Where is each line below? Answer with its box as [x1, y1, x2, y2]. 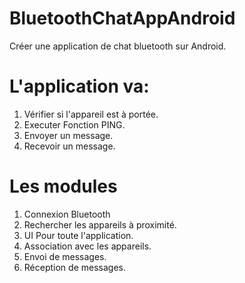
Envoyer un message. [23, 129, 114, 141]
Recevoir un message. [23, 140, 116, 152]
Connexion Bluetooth [23, 208, 111, 220]
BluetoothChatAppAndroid [9, 7, 236, 30]
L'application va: [9, 75, 150, 98]
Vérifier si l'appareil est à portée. [23, 108, 159, 120]
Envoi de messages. [23, 250, 107, 262]
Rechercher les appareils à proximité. [23, 218, 177, 231]
